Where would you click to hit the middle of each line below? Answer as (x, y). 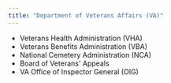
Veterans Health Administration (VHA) (81, 38)
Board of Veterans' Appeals (64, 63)
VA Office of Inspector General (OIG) (79, 71)
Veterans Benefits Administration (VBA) (84, 46)
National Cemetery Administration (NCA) (85, 55)
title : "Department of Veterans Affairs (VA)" (86, 15)
